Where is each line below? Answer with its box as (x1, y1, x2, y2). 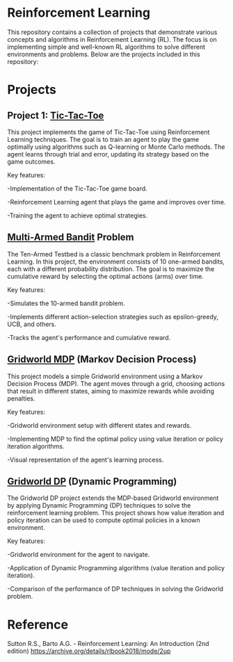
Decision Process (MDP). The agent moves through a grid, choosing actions (7, 379, 225, 387)
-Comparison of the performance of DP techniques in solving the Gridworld (7, 585, 224, 593)
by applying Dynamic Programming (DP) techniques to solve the (7, 501, 191, 510)
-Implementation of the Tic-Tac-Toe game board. (7, 184, 147, 193)
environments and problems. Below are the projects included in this (7, 50, 200, 58)
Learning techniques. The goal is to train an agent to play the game (7, 135, 200, 143)
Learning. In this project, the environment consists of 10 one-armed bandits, (7, 257, 225, 266)
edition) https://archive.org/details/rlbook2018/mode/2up (7, 647, 171, 655)
